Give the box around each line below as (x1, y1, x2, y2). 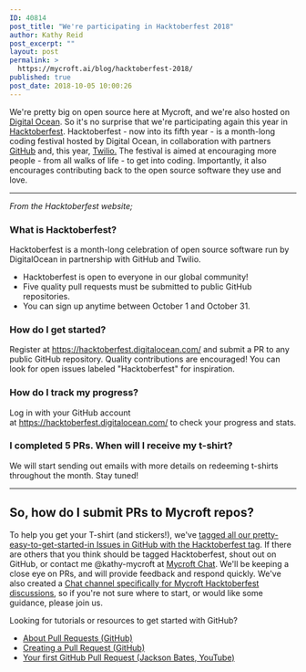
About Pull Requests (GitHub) (22, 632, 134, 644)
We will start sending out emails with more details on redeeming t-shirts (9, 460, 279, 471)
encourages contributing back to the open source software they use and (9, 164, 282, 175)
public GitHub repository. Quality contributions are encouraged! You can (9, 353, 280, 365)
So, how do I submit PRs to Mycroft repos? (9, 505, 255, 520)
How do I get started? (9, 323, 107, 336)
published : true (9, 73, 71, 82)
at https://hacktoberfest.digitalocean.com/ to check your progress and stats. (9, 416, 297, 427)
